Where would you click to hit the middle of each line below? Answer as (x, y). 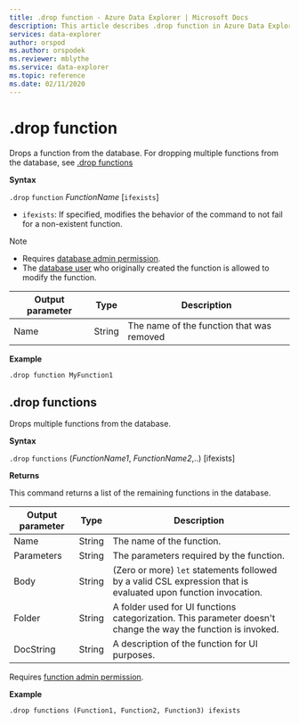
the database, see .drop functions (71, 162)
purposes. (134, 655)
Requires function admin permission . (77, 677)
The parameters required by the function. (198, 556)
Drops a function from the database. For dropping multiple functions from (144, 153)
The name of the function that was (199, 325)
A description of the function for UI (185, 644)
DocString (35, 650)
